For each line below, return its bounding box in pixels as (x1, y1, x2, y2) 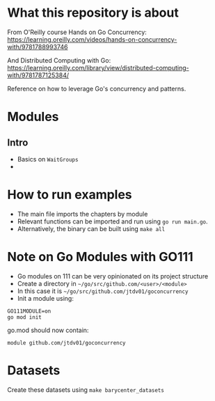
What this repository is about (7, 5, 179, 21)
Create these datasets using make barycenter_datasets (7, 385, 165, 394)
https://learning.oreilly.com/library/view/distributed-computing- (7, 63, 189, 72)
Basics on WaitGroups (17, 155, 79, 163)
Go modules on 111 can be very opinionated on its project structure (17, 272, 209, 280)
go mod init (7, 313, 42, 321)
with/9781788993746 (7, 42, 68, 51)
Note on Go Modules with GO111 (7, 249, 193, 265)
